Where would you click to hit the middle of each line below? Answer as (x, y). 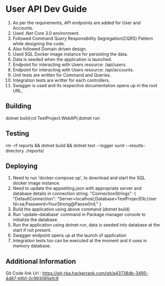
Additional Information (41, 261)
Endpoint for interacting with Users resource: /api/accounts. (73, 69)
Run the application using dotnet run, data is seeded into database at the (86, 225)
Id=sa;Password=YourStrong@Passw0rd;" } (57, 204)
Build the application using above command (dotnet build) (71, 209)
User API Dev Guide (46, 9)
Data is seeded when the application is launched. (62, 59)
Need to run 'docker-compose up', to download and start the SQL (79, 178)
